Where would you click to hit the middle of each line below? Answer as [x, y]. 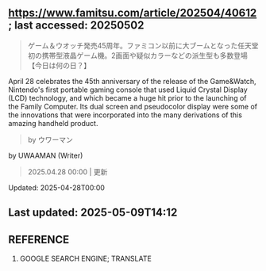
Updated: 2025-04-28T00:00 [57, 187]
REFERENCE [39, 240]
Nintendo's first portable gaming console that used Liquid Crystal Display [128, 90]
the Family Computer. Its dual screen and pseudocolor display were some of [133, 106]
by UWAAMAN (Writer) [46, 155]
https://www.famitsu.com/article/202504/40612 [133, 13]
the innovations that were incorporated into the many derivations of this [125, 115]
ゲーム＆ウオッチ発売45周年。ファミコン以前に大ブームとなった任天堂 [143, 45]
